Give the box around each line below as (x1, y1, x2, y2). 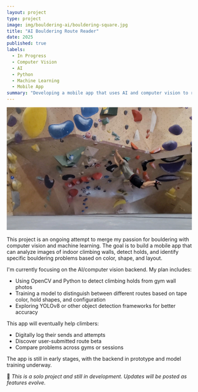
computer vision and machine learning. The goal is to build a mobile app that (6, 242, 192, 249)
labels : (6, 47, 26, 53)
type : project (6, 15, 42, 22)
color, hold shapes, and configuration (15, 296, 106, 303)
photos (15, 284, 33, 291)
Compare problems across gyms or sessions (15, 344, 124, 351)
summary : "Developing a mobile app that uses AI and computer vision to (6, 90, 189, 96)
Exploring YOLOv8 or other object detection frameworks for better (15, 303, 176, 310)
